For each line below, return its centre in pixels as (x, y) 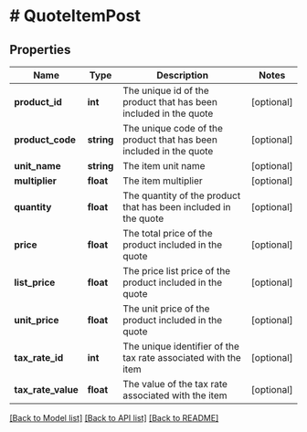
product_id (38, 102)
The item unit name (164, 166)
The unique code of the (173, 128)
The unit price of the (166, 309)
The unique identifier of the (181, 346)
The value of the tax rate (175, 384)
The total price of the (168, 233)
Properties (40, 50)
